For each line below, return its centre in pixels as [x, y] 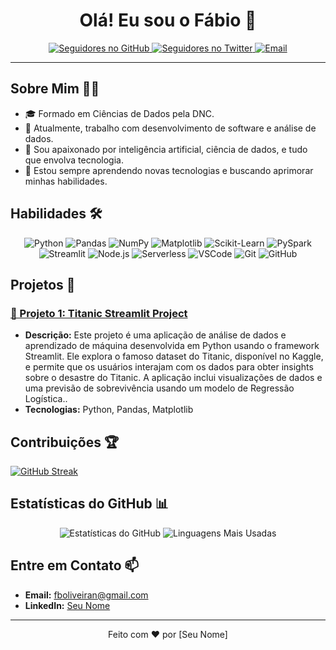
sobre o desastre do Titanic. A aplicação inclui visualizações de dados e [173, 378]
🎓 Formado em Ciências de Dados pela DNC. [119, 113]
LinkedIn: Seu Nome [67, 605]
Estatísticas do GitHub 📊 [89, 504]
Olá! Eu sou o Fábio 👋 [168, 20]
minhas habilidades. [66, 181]
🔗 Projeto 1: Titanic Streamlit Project [99, 313]
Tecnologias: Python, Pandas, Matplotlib [109, 410]
